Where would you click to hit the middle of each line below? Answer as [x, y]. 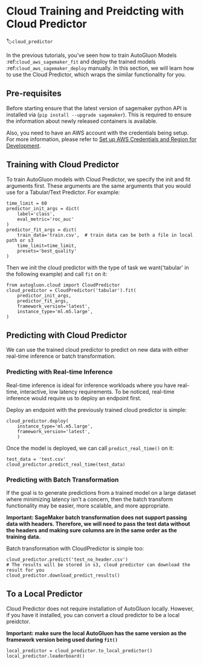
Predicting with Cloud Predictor [67, 335]
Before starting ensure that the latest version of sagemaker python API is [97, 108]
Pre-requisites [34, 94]
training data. [24, 537]
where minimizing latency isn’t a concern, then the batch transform [90, 499]
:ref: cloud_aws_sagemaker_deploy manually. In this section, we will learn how [100, 68]
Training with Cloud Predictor [63, 165]
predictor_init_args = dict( [43, 208]
